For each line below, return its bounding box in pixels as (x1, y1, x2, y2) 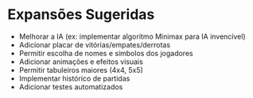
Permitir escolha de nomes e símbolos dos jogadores (18, 48, 193, 58)
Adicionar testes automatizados (18, 81, 123, 92)
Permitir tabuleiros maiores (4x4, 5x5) (18, 65, 144, 74)
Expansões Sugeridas (7, 6, 155, 24)
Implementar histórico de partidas (18, 73, 130, 83)
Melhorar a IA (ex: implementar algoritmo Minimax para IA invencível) (18, 32, 246, 41)
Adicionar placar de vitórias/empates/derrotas (18, 40, 171, 49)
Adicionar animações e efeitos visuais (18, 57, 144, 66)
